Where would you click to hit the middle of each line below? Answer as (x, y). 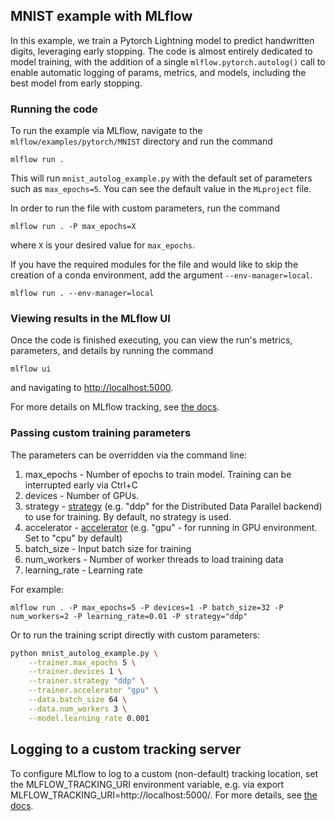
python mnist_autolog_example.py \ (84, 653)
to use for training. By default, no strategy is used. (128, 516)
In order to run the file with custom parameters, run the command (145, 208)
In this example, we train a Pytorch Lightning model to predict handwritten (162, 40)
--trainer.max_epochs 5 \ (82, 662)
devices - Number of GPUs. (82, 495)
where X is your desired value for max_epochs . (103, 245)
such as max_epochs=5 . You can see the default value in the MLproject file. (161, 189)
